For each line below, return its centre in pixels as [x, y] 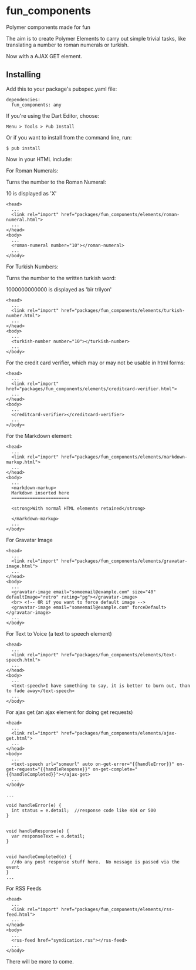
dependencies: [23, 99]
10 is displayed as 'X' [31, 193]
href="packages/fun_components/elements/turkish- [123, 310]
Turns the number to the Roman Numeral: [56, 182]
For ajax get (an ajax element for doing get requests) [70, 712]
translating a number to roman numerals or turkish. [67, 45]
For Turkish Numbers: [32, 267]
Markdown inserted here [40, 493]
